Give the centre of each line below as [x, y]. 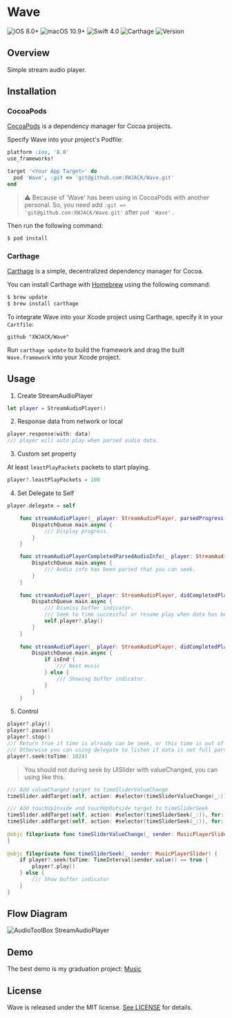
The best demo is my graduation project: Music [74, 969]
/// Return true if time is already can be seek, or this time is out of [116, 744]
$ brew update [28, 297]
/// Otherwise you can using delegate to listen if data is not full [109, 750]
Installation [32, 92]
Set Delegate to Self [46, 493]
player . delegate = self [41, 506]
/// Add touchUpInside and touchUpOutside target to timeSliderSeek [108, 809]
